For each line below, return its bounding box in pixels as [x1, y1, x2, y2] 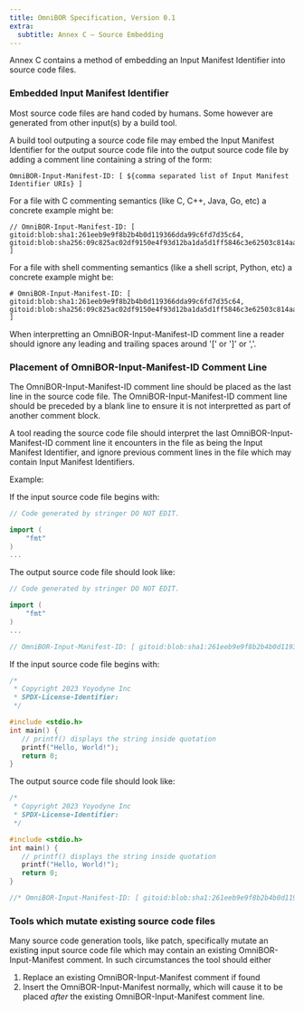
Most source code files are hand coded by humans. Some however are [9, 108, 273, 118]
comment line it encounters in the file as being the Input [55, 437, 263, 448]
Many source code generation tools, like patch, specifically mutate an [9, 935, 269, 946]
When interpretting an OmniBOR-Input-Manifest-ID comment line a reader [9, 328, 285, 339]
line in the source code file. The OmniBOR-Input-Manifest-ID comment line [9, 391, 288, 402]
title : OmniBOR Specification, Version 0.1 [9, 13, 176, 23]
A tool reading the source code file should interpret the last [9, 427, 229, 439]
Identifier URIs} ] [9, 179, 83, 188]
